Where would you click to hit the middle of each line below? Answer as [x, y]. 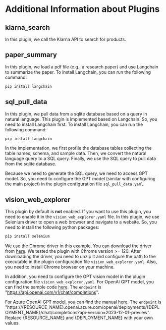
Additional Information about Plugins [83, 9]
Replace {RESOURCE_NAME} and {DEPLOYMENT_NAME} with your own [79, 318]
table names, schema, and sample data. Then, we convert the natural [76, 153]
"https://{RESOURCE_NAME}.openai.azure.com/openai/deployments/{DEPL [83, 307]
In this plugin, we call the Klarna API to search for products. [66, 39]
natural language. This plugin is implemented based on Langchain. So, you [81, 119]
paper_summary [31, 55]
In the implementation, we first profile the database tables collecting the [79, 148]
